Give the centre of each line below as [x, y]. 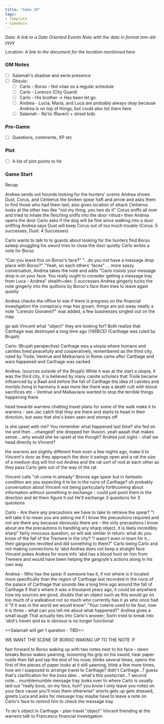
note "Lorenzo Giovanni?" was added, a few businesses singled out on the [80, 311]
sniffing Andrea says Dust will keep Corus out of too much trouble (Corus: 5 [82, 225]
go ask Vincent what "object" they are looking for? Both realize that [73, 326]
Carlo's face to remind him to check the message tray [59, 701]
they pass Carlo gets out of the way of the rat [51, 467]
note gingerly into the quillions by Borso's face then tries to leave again [77, 286]
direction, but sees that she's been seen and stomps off [61, 417]
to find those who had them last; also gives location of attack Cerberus [77, 205]
